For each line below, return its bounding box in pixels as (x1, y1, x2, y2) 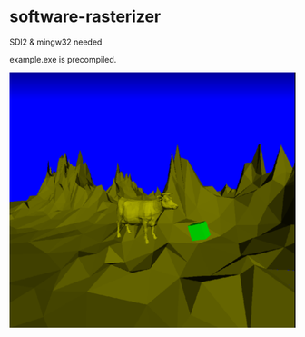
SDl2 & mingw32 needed (9, 36, 103, 47)
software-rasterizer (9, 6, 162, 27)
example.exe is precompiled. (9, 54, 117, 64)
